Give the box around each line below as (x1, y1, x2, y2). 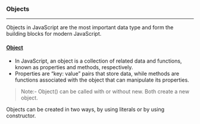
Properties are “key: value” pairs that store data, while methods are (14, 70, 180, 77)
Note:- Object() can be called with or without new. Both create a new (20, 88, 189, 95)
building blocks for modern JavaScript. (6, 30, 102, 38)
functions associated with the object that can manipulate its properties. (14, 76, 189, 83)
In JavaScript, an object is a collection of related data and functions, (14, 57, 182, 64)
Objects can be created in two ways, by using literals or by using (6, 106, 165, 113)
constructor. (6, 112, 36, 119)
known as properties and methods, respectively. (14, 63, 133, 70)
